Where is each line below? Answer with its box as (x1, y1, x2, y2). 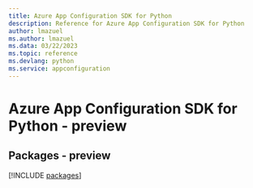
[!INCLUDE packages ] (8, 170, 82, 180)
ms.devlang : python (8, 58, 75, 66)
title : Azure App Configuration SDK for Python (8, 11, 173, 20)
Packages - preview (8, 149, 111, 163)
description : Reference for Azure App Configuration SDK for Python (8, 19, 245, 28)
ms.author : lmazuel (8, 34, 75, 43)
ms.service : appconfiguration (8, 65, 111, 73)
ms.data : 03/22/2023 (8, 42, 79, 50)
